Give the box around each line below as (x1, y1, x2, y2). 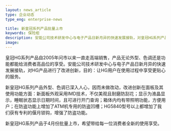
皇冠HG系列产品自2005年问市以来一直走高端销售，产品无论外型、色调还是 (5, 54, 161, 61)
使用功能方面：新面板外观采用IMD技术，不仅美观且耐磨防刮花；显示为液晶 (5, 91, 161, 97)
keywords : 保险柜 (5, 31, 40, 36)
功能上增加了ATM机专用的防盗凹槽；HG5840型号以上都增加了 (27, 103, 158, 109)
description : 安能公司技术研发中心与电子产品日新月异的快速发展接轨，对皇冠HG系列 (5, 35, 161, 40)
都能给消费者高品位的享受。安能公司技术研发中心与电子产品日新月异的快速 (9, 61, 166, 67)
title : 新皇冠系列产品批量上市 (5, 26, 63, 31)
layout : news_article (5, 7, 51, 13)
